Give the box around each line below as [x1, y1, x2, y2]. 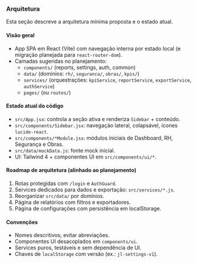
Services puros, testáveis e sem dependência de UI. [14, 244, 142, 251]
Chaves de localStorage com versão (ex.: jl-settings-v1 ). [14, 251, 158, 258]
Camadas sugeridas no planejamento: [14, 57, 107, 64]
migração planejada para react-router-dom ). [14, 51, 123, 58]
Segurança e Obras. [14, 141, 64, 148]
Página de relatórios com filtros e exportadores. [14, 199, 131, 206]
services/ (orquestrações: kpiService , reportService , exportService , [23, 76, 192, 83]
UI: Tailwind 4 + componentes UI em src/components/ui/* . [14, 153, 157, 160]
